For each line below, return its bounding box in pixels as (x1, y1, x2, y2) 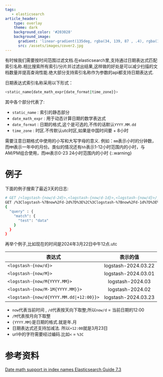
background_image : (14, 35, 51, 39)
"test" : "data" (17, 218, 49, 223)
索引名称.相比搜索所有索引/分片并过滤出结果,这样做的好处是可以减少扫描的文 (5, 63, 158, 69)
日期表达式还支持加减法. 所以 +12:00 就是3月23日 (12, 325, 108, 331)
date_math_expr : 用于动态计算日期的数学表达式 (12, 115, 106, 121)
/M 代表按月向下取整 (12, 313, 51, 319)
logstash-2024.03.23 (104, 294, 155, 301)
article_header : (5, 16, 38, 21)
